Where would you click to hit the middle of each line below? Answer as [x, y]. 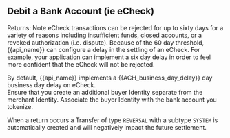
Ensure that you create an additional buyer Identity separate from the [105, 92]
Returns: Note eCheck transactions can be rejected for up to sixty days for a [115, 27]
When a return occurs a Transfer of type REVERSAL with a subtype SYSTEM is [113, 120]
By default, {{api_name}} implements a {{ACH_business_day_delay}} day [110, 78]
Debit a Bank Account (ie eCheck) [81, 11]
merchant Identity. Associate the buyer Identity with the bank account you [112, 100]
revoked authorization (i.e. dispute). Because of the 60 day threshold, [106, 42]
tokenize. [20, 106]
